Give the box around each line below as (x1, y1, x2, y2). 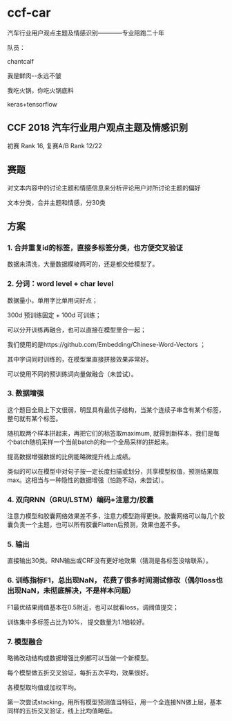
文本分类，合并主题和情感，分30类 (7, 198, 106, 206)
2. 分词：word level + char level (7, 279, 114, 289)
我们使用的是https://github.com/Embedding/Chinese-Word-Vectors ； (7, 340, 206, 348)
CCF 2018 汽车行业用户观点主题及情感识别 (7, 122, 188, 134)
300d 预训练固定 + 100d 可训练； (7, 310, 101, 319)
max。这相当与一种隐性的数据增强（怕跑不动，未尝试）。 (7, 476, 168, 484)
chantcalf (7, 57, 35, 65)
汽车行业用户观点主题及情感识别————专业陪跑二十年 (7, 28, 164, 37)
